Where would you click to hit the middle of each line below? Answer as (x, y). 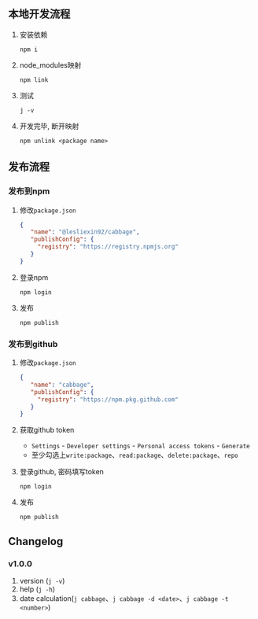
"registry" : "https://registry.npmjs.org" (108, 247)
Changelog (36, 541)
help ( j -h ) (37, 589)
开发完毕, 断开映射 (49, 126)
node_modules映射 (50, 64)
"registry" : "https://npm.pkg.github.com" (108, 400)
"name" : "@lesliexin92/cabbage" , (85, 232)
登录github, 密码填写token (62, 472)
